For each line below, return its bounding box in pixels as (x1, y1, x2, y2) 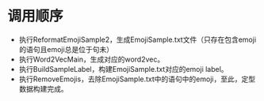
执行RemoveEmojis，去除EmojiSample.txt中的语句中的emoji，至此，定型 (18, 74, 255, 84)
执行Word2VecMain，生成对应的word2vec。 (18, 54, 165, 64)
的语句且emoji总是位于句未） (18, 44, 114, 54)
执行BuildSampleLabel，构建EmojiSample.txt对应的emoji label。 (18, 64, 228, 73)
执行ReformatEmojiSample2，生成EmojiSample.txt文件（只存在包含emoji (18, 35, 257, 44)
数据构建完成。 (18, 84, 68, 93)
